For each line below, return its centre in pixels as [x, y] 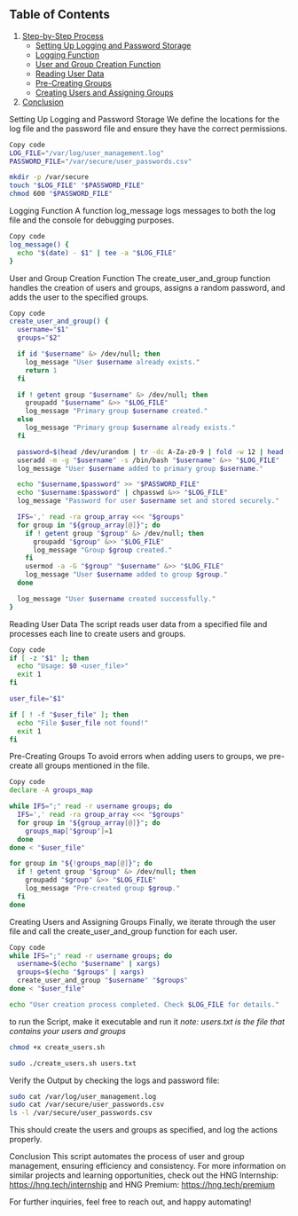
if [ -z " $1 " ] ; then [49, 658]
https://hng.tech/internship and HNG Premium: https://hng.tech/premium [142, 1185]
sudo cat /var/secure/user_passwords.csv [87, 1105]
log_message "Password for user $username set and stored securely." [148, 501]
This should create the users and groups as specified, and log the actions [144, 1130]
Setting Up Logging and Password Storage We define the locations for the [145, 119]
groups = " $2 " [39, 338]
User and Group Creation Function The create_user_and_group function [140, 278]
